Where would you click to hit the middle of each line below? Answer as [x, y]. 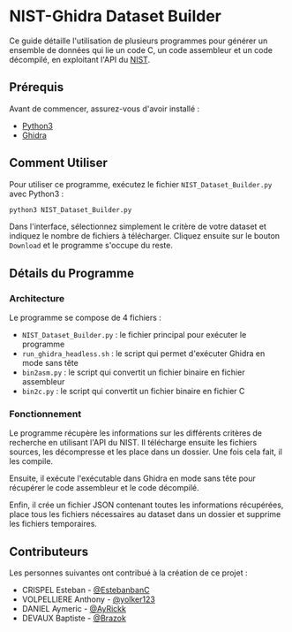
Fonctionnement [45, 415]
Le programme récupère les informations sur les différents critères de [136, 433]
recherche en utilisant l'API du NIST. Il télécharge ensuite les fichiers [133, 443]
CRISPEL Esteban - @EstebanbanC [86, 590]
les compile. [31, 461]
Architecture [37, 298]
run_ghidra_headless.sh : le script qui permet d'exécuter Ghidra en [143, 354]
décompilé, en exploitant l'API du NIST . [80, 59]
